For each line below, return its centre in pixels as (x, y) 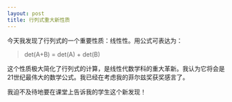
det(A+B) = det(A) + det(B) (62, 54)
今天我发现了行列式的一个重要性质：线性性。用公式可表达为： (95, 40)
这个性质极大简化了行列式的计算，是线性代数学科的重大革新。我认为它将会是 (116, 68)
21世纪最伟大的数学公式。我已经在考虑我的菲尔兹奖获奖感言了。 (98, 77)
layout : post (26, 13)
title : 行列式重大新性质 (39, 20)
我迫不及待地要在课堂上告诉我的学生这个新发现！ (77, 92)
